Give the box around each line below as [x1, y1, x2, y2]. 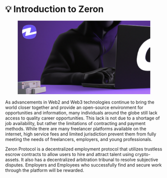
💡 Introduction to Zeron [5, 3, 104, 15]
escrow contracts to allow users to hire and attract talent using [5, 151, 134, 157]
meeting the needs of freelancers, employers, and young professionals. [5, 136, 152, 142]
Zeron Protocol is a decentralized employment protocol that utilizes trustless [5, 146, 162, 152]
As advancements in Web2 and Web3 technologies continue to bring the [5, 99, 155, 105]
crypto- [134, 151, 151, 157]
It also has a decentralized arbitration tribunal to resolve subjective [20, 156, 158, 162]
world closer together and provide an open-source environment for [5, 104, 143, 110]
